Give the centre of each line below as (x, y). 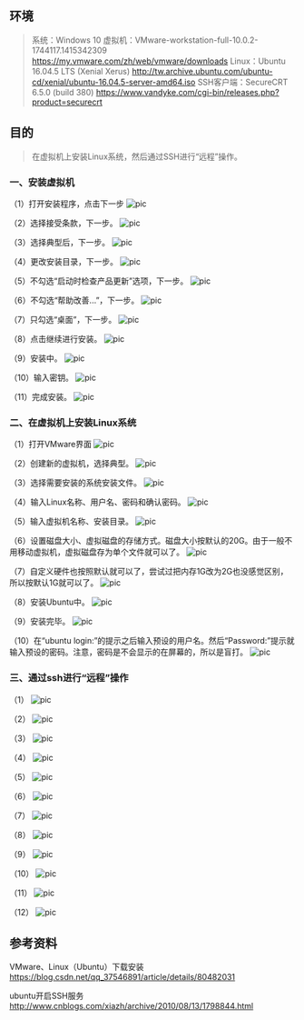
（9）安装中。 (36, 358)
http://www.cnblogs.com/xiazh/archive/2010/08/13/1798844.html (132, 1006)
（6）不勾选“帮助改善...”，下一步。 (74, 300)
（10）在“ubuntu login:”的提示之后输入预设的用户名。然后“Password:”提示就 (152, 641)
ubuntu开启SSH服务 (47, 996)
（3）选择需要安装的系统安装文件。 (76, 483)
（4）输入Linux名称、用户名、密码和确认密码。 (98, 502)
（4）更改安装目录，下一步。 (64, 261)
